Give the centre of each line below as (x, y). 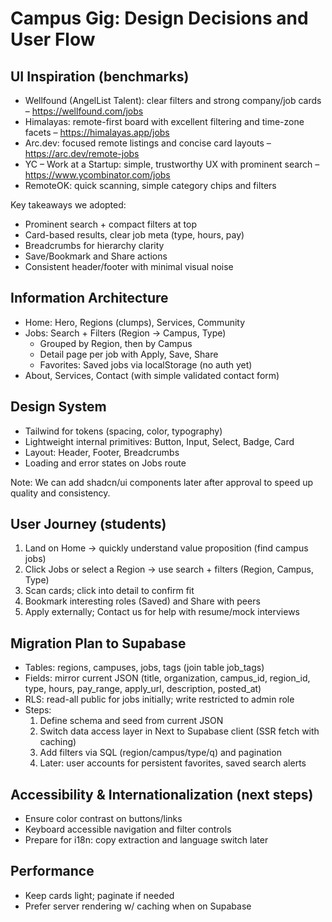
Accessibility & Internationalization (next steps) (162, 794)
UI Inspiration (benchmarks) (100, 76)
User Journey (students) (88, 524)
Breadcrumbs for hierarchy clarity (94, 245)
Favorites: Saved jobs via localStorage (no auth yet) (146, 364)
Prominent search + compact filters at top (110, 224)
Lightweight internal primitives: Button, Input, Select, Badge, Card (159, 441)
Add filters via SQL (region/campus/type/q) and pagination (160, 753)
